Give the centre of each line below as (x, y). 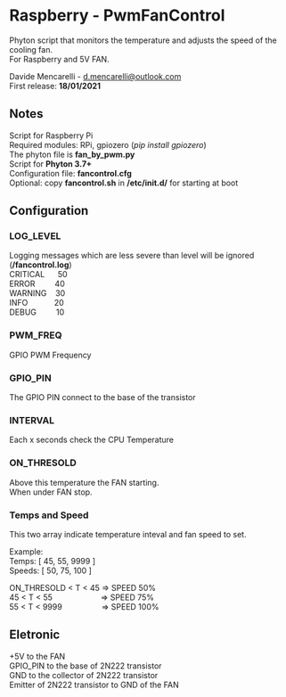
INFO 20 (37, 303)
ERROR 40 (37, 284)
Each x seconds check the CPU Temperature (92, 440)
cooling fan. (31, 49)
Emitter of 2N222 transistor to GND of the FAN (94, 685)
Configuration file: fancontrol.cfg (70, 173)
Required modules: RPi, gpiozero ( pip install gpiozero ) (108, 144)
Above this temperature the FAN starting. (84, 482)
